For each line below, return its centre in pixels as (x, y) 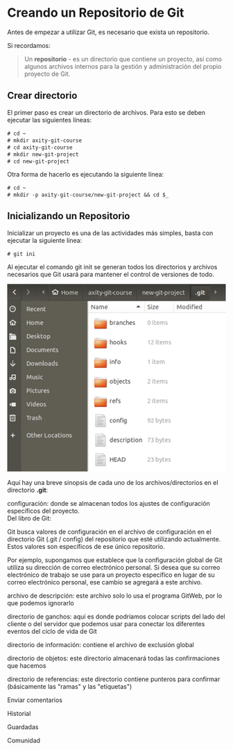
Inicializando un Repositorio (69, 216)
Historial (19, 713)
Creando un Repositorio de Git (96, 13)
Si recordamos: (29, 45)
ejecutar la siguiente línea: (45, 240)
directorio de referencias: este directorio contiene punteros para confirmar (114, 679)
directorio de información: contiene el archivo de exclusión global (101, 644)
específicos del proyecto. (43, 511)
